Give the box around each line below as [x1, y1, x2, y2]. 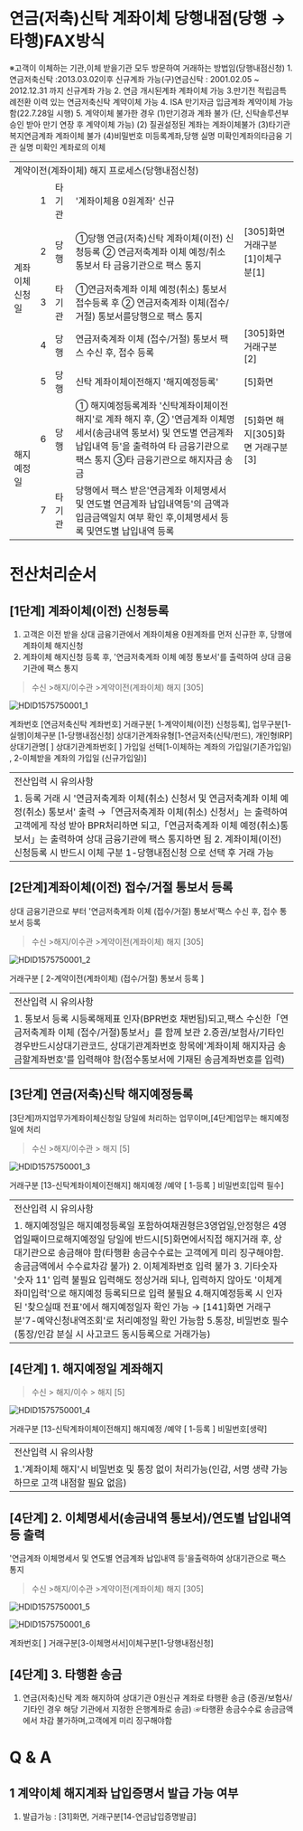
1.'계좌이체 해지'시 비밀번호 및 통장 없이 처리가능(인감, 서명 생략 [14, 1463, 269, 1476]
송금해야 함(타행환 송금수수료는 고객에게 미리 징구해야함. [57, 1246, 284, 1259]
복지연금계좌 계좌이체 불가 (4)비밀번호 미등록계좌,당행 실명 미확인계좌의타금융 [9, 130, 283, 141]
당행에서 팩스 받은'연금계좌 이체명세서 [75, 484, 227, 496]
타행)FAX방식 [9, 31, 106, 52]
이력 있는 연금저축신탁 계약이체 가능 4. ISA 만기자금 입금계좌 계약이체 [32, 96, 277, 107]
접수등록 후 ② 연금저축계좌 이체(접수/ [75, 296, 230, 308]
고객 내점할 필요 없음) [41, 1477, 128, 1489]
